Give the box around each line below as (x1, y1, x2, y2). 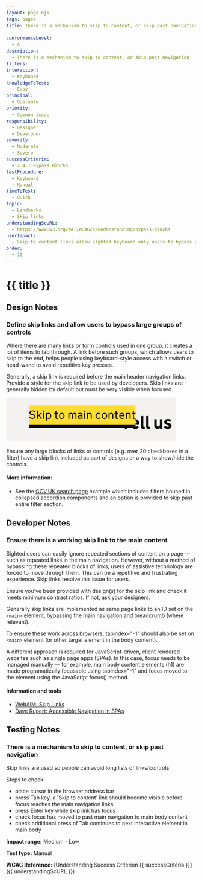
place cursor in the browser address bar (14, 787, 115, 795)
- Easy (11, 86, 28, 92)
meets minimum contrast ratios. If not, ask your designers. (6, 594, 151, 601)
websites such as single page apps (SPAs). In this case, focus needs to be (6, 654, 191, 661)
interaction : (6, 67, 39, 73)
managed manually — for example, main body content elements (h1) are (6, 661, 185, 668)
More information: (6, 474, 53, 481)
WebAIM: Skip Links (14, 700, 65, 708)
